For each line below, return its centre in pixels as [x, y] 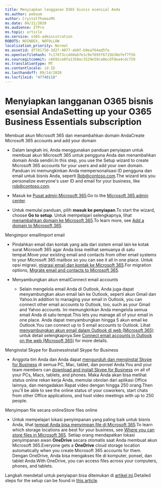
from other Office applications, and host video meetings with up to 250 [83, 395]
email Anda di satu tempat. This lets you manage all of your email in [86, 315]
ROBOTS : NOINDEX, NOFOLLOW [32, 41]
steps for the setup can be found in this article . [52, 480]
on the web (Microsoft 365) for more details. [64, 340]
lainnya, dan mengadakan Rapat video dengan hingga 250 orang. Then [82, 385]
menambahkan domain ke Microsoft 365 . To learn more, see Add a [78, 220]
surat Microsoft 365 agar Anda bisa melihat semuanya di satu [73, 249]
